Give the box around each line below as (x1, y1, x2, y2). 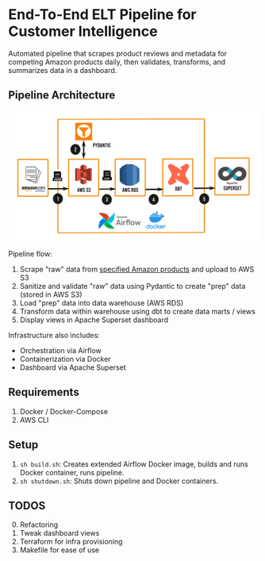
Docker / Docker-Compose (19, 406, 109, 416)
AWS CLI (19, 415, 49, 425)
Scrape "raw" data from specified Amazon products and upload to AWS (19, 264, 255, 275)
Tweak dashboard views (19, 528, 100, 538)
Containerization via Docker (19, 355, 111, 364)
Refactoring (19, 520, 59, 529)
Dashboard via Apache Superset (19, 363, 127, 372)
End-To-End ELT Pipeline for (8, 6, 197, 24)
